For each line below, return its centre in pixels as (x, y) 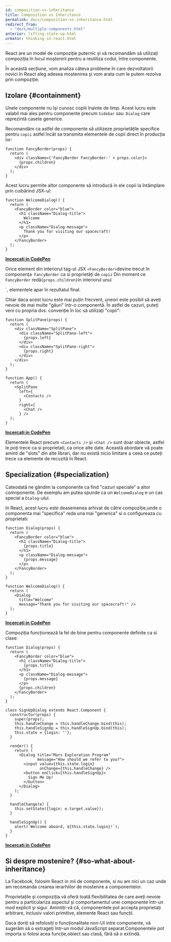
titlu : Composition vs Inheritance (43, 15)
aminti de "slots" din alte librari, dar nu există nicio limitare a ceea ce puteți (84, 453)
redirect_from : (21, 24)
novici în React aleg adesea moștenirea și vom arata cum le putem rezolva (83, 74)
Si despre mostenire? (40, 861)
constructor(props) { (33, 715)
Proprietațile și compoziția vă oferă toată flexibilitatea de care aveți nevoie (83, 897)
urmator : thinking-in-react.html (41, 39)
